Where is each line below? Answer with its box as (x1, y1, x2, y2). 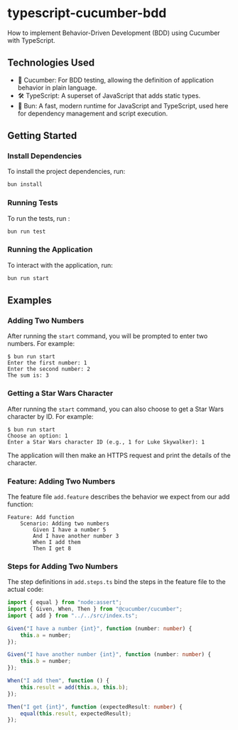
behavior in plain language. (17, 83, 97, 92)
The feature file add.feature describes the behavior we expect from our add (7, 492, 230, 501)
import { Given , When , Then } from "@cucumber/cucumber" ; (7, 605, 183, 613)
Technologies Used (7, 57, 94, 69)
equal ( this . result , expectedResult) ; (20, 710, 132, 717)
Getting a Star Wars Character (7, 388, 114, 398)
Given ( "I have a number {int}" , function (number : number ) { (7, 625, 193, 632)
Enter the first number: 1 (7, 360, 87, 367)
